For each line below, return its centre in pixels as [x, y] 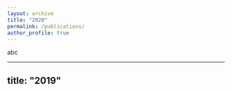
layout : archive [30, 13]
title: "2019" [34, 80]
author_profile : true [38, 33]
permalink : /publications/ [46, 26]
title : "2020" [28, 20]
